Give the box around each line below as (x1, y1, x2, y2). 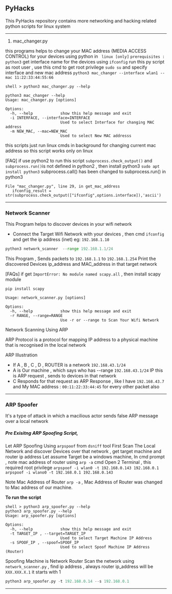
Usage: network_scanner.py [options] (5, 295, 86, 300)
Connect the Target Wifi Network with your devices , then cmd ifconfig (12, 231, 165, 237)
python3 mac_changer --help (5, 93, 66, 98)
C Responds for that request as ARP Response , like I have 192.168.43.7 (12, 378, 165, 384)
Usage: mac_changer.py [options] (5, 97, 77, 102)
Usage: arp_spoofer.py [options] (5, 513, 77, 519)
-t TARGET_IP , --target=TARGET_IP (10, 531, 86, 537)
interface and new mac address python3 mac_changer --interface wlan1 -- (5, 69, 165, 76)
